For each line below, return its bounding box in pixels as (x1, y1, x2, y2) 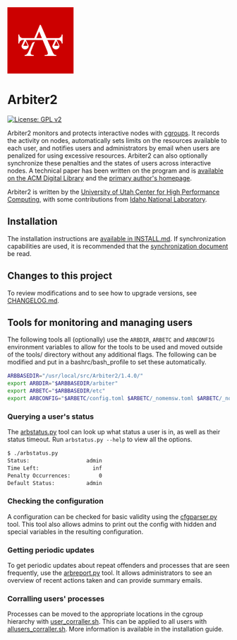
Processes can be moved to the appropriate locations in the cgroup (7, 610, 203, 618)
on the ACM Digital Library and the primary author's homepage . (7, 173, 193, 182)
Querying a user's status (7, 412, 94, 421)
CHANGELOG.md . (7, 296, 60, 305)
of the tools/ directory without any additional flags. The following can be (7, 350, 217, 359)
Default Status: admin (7, 479, 102, 487)
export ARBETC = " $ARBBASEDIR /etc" (7, 388, 106, 395)
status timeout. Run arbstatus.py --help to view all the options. (7, 435, 193, 444)
